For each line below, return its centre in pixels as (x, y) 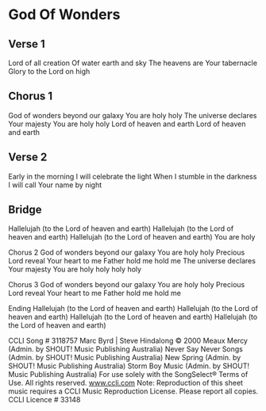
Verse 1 (27, 44)
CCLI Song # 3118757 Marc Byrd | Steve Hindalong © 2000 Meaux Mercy (128, 341)
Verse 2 (28, 157)
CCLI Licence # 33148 (44, 400)
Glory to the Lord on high (49, 71)
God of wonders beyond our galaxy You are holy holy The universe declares (133, 115)
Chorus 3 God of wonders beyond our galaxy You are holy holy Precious (127, 285)
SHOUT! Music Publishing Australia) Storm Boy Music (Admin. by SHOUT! (129, 366)
